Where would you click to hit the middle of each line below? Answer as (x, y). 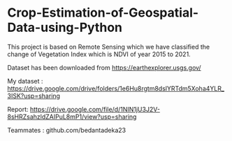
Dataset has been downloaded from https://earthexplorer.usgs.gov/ (104, 67)
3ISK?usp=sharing (34, 96)
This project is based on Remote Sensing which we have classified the (109, 47)
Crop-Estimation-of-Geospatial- (103, 13)
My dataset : (25, 81)
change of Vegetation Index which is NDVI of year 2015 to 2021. (99, 54)
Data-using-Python (65, 27)
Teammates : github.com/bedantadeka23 (67, 130)
